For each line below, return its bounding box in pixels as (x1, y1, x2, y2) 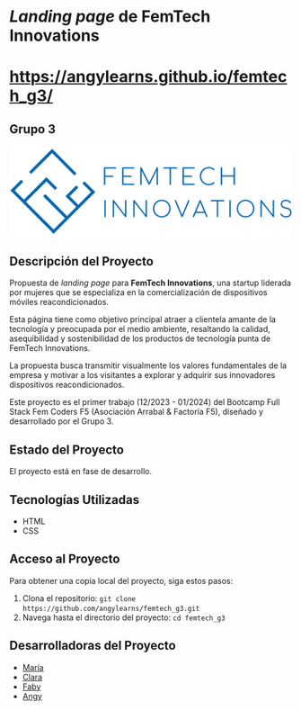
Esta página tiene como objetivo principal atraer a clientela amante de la (9, 314, 277, 325)
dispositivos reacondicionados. (9, 380, 125, 391)
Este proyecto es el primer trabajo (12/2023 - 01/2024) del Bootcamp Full (9, 397, 280, 408)
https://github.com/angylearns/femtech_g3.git (22, 604, 200, 613)
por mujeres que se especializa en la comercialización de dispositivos (9, 287, 268, 298)
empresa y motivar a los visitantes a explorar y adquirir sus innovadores (9, 370, 276, 381)
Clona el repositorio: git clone (22, 592, 137, 604)
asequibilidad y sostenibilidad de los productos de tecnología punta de (9, 333, 271, 344)
